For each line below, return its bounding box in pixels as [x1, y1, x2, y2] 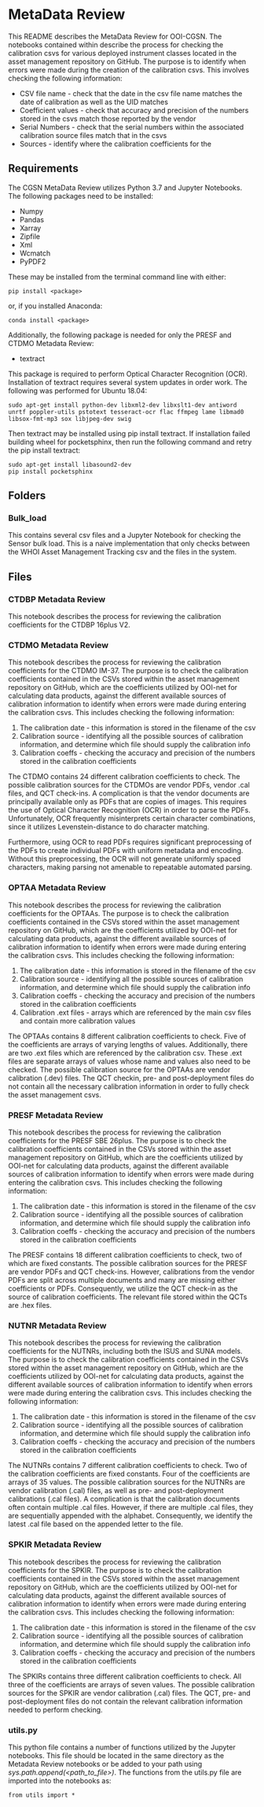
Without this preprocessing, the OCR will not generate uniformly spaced [8, 854, 241, 864]
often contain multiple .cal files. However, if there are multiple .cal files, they [8, 1503, 254, 1512]
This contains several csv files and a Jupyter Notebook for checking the [8, 531, 241, 540]
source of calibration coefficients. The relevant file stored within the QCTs [8, 1292, 247, 1302]
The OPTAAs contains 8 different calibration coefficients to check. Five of [8, 1031, 247, 1041]
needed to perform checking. [8, 1705, 104, 1714]
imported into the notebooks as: [8, 1775, 112, 1785]
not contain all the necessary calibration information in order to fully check [8, 1082, 250, 1091]
